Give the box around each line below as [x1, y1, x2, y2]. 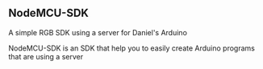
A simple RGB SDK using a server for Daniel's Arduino [8, 27, 188, 37]
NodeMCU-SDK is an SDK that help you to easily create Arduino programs [8, 43, 256, 53]
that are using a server [8, 51, 83, 61]
